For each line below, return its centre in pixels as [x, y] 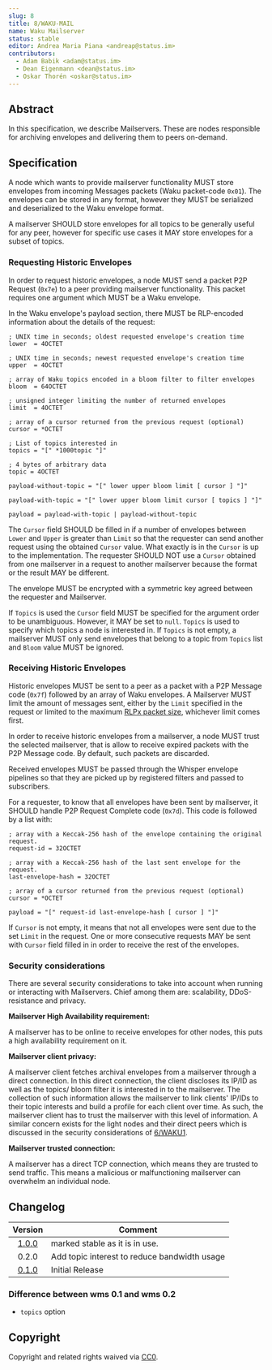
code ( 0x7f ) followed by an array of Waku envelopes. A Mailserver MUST [130, 694]
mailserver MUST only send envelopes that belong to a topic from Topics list [136, 638]
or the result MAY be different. [59, 573]
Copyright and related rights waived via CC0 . [83, 1357]
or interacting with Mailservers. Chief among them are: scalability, [118, 992]
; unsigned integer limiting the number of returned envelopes [117, 400]
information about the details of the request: [82, 322]
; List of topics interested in [63, 443]
